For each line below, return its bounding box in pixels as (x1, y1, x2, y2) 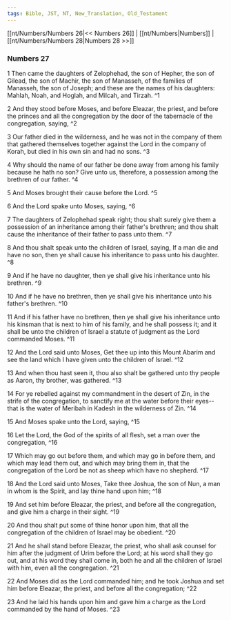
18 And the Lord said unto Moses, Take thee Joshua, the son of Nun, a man (7, 479, 221, 488)
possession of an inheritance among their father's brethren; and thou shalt (7, 222, 219, 231)
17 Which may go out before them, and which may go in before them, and (7, 451, 216, 459)
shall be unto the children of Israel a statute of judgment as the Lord (7, 327, 200, 335)
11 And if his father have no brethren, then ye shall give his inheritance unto (7, 312, 221, 321)
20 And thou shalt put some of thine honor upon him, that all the (7, 521, 190, 529)
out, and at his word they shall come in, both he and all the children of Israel (7, 556, 223, 564)
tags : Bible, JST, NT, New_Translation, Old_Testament (7, 10, 168, 17)
